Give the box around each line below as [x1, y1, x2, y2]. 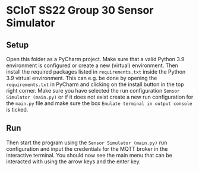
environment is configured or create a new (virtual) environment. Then [6, 62, 178, 69]
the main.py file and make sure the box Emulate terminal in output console [6, 100, 192, 107]
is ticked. [6, 106, 29, 113]
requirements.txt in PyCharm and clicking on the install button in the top [6, 81, 184, 88]
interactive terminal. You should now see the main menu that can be [6, 151, 172, 159]
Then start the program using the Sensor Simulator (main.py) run [6, 139, 168, 146]
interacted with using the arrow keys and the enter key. [6, 158, 141, 165]
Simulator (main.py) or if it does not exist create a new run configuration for [6, 93, 194, 100]
